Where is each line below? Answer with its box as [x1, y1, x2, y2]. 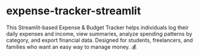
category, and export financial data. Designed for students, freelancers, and [6, 36, 193, 43]
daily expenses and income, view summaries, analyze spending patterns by [6, 30, 192, 37]
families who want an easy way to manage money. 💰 [6, 43, 137, 50]
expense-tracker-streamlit [6, 4, 142, 18]
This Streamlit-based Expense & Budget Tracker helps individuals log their [6, 24, 189, 31]
